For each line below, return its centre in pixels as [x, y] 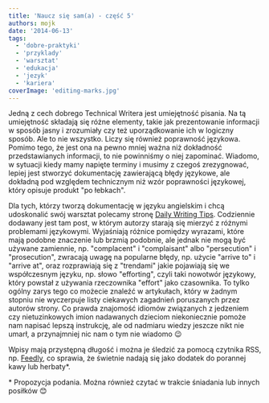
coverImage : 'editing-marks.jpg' [64, 90]
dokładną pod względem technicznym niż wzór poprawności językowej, [127, 182]
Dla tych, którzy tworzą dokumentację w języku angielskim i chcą [116, 206]
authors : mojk [32, 23]
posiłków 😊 [28, 391]
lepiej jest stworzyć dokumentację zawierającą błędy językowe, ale [119, 173]
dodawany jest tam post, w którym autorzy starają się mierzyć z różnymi [128, 223]
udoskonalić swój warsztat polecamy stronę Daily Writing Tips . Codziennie [132, 215]
